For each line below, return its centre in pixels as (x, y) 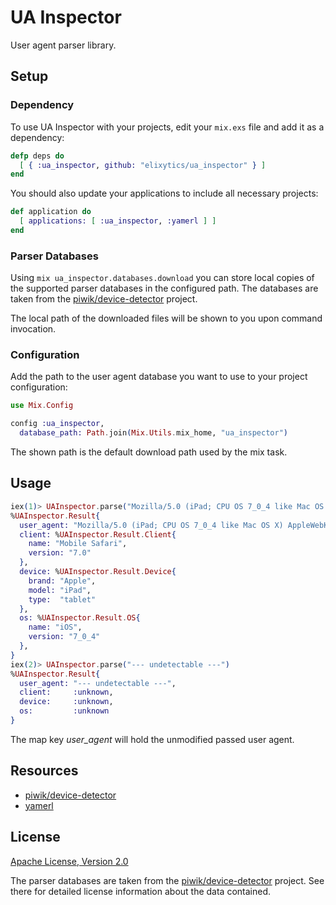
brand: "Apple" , (62, 581)
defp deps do (37, 156)
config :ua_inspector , (57, 424)
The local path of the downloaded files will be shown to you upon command (166, 318)
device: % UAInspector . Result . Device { (98, 572)
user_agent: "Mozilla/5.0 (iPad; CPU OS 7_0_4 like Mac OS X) (151, 525)
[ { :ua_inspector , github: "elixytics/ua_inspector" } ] (143, 165)
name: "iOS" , (55, 627)
